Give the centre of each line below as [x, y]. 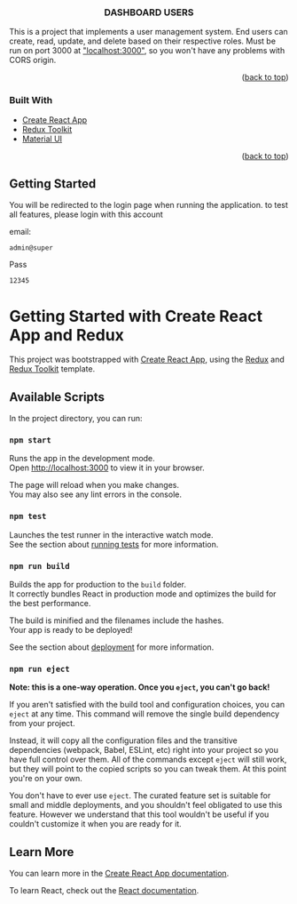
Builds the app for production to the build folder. [98, 585]
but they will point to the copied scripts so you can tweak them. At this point [148, 769]
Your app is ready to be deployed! [71, 630]
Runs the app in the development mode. [82, 459]
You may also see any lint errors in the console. [95, 494]
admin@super [31, 248]
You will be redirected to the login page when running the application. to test [148, 205]
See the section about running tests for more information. [114, 544]
